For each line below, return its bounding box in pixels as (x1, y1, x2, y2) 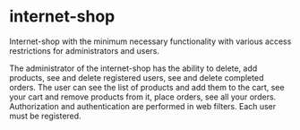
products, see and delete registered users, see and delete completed (9, 72, 264, 82)
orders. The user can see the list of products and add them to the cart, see (9, 82, 285, 92)
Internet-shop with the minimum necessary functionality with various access (9, 36, 292, 47)
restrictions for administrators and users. (9, 45, 159, 56)
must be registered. (9, 110, 82, 121)
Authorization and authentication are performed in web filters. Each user (9, 100, 277, 111)
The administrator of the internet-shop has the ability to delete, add (9, 63, 258, 74)
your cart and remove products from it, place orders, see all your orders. (9, 91, 277, 102)
